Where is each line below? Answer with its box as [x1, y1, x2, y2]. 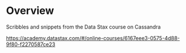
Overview [6, 4, 54, 17]
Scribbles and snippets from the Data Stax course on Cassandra [6, 23, 161, 30]
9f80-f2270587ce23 [6, 41, 56, 48]
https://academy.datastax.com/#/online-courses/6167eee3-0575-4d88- [6, 34, 180, 41]
